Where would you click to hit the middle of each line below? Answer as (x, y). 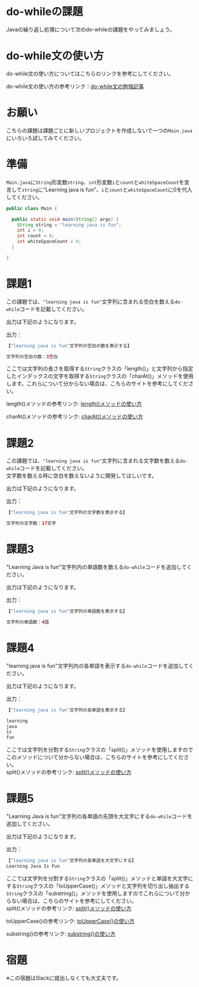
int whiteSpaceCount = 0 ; (49, 242)
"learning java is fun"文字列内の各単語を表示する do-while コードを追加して (98, 665)
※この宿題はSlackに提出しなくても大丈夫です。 (64, 978)
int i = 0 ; (30, 231)
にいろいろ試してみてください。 (45, 138)
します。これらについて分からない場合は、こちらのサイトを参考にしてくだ (97, 384)
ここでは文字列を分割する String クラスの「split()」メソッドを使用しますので (100, 750)
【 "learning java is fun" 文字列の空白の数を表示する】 (69, 346)
